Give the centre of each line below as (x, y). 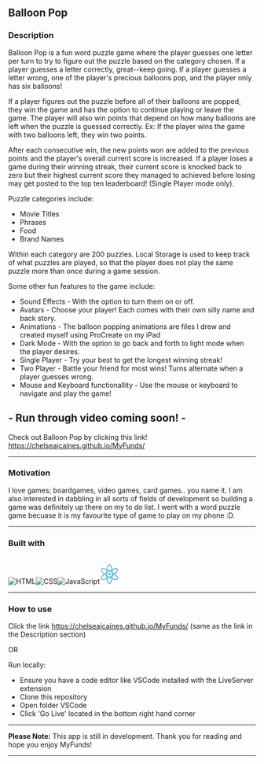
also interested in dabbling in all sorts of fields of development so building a (130, 498)
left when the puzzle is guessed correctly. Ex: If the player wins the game (126, 126)
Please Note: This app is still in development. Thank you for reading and (125, 736)
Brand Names (42, 238)
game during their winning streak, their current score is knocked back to (125, 166)
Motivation (29, 473)
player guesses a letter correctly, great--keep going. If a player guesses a (127, 69)
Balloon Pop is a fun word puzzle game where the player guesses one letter (130, 52)
